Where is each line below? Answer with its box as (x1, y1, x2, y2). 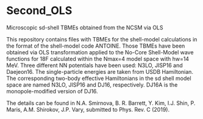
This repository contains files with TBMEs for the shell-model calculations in (6, 35, 198, 43)
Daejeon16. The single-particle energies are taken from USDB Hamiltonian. (6, 68, 194, 75)
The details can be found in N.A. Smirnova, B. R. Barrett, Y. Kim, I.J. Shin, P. (6, 99, 196, 107)
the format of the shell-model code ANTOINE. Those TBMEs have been (6, 42, 185, 49)
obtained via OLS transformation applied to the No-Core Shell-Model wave (6, 48, 194, 56)
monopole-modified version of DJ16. (6, 87, 99, 95)
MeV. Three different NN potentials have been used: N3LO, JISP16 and (6, 62, 183, 69)
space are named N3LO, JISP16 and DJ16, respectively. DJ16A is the (6, 81, 178, 88)
